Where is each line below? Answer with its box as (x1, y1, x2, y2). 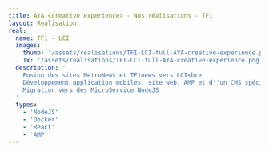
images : (15, 42, 42, 50)
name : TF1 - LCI (15, 34, 70, 42)
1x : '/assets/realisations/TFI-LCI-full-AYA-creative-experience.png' (22, 57, 263, 65)
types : (15, 101, 38, 109)
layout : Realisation (8, 19, 78, 27)
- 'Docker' (22, 116, 59, 124)
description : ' (15, 64, 66, 72)
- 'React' (22, 123, 56, 131)
